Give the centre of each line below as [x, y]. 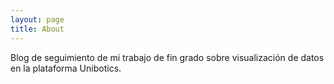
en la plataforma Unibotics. [66, 68]
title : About [37, 29]
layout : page [37, 19]
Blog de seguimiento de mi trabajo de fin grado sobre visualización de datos [167, 57]
